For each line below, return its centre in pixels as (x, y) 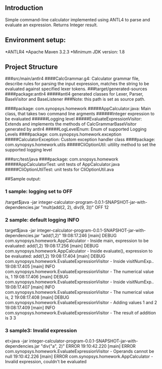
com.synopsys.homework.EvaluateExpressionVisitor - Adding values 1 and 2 (81, 303)
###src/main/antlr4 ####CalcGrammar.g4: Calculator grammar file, (72, 79)
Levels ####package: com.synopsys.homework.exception (63, 134)
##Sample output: (23, 179)
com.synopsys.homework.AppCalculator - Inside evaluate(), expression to (79, 251)
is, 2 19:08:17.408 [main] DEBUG (37, 297)
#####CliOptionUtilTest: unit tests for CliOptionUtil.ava (59, 170)
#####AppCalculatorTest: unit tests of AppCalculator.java (62, 164)
